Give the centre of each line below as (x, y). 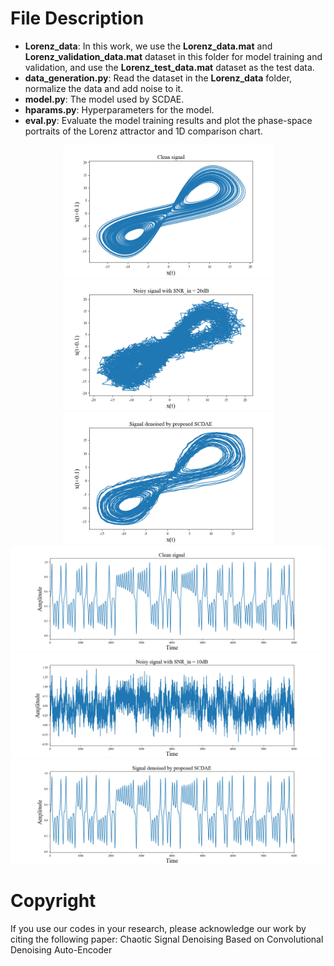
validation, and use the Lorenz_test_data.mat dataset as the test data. (169, 67)
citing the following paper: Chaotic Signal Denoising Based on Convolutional (167, 939)
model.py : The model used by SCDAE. (104, 99)
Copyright (53, 901)
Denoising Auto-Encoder (61, 950)
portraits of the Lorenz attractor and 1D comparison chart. (143, 131)
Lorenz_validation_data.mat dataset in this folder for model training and (173, 56)
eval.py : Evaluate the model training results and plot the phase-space (168, 120)
